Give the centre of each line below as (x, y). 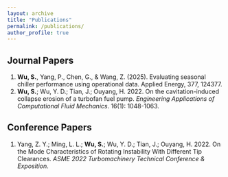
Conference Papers (49, 128)
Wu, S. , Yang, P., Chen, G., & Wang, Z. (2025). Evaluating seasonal (111, 77)
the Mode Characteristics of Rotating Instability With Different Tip (110, 151)
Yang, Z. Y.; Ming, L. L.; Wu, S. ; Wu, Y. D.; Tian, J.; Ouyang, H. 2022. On (119, 144)
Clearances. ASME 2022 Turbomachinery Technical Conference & (111, 158)
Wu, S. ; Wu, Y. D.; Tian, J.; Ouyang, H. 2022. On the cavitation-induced (118, 92)
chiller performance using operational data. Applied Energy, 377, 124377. (119, 84)
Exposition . (33, 166)
